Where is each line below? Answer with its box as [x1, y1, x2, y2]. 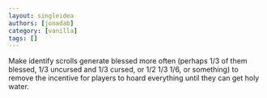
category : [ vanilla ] [8, 27, 78, 35]
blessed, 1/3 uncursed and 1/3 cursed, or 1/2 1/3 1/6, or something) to [8, 65, 239, 75]
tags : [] [8, 34, 38, 43]
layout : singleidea [8, 11, 74, 20]
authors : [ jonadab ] [8, 19, 74, 27]
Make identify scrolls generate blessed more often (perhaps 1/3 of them [8, 56, 248, 66]
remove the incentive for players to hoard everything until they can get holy [8, 73, 260, 83]
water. [8, 82, 30, 92]
